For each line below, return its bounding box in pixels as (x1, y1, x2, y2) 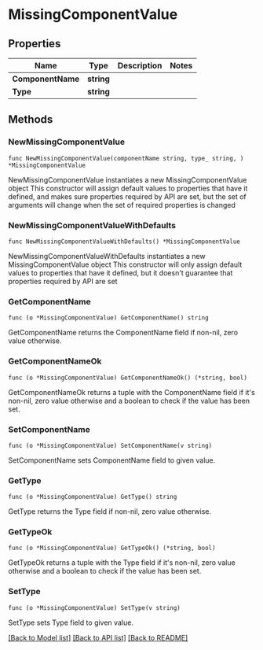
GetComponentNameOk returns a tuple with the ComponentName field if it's (8, 387, 255, 397)
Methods (8, 113, 53, 127)
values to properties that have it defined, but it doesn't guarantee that (8, 268, 233, 277)
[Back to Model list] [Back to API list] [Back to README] (8, 633, 188, 642)
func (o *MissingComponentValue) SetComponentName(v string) (8, 441, 213, 449)
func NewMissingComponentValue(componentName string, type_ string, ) (8, 154, 244, 162)
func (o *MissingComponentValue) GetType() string (8, 493, 177, 501)
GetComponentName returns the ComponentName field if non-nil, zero (8, 328, 238, 338)
